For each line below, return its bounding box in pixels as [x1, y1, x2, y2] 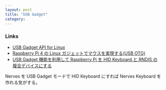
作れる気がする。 [5, 79, 40, 85]
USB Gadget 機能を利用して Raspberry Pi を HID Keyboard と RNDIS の [12, 56, 158, 62]
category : [5, 16, 26, 21]
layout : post [5, 7, 32, 12]
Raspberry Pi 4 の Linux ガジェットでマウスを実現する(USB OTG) [12, 50, 146, 56]
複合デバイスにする [12, 63, 52, 69]
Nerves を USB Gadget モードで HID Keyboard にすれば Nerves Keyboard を [5, 73, 162, 79]
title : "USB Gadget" [5, 12, 48, 17]
